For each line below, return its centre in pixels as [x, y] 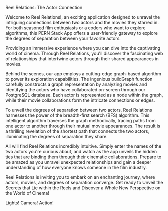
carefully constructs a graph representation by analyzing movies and [76, 84]
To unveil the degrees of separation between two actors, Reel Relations [79, 110]
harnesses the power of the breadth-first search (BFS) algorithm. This [77, 115]
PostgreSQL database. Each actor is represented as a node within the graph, [84, 95]
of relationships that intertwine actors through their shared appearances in [82, 59]
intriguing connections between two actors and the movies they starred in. [82, 22]
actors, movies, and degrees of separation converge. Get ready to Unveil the [84, 183]
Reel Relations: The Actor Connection [44, 7]
